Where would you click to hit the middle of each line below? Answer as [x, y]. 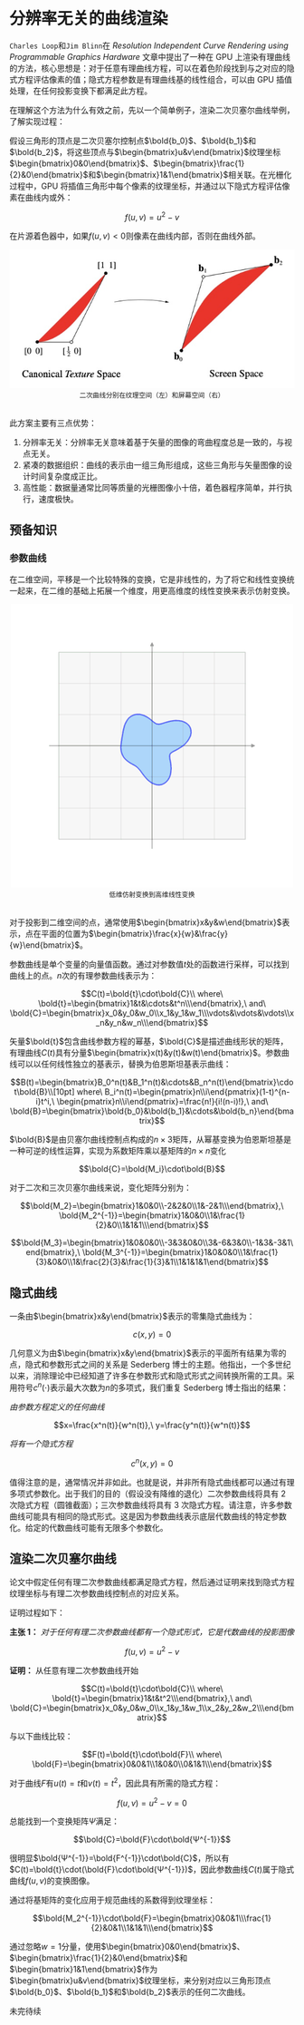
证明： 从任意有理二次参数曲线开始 [74, 1670]
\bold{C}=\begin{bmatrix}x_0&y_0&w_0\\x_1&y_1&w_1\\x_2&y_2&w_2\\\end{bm [152, 1708]
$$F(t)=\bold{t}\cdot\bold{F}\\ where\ [152, 1754]
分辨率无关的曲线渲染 [89, 19]
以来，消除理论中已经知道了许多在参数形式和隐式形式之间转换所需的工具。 [148, 1376]
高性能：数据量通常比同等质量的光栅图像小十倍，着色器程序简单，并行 [153, 487]
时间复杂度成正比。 [66, 476]
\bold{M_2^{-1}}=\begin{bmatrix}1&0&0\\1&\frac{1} [152, 1215]
